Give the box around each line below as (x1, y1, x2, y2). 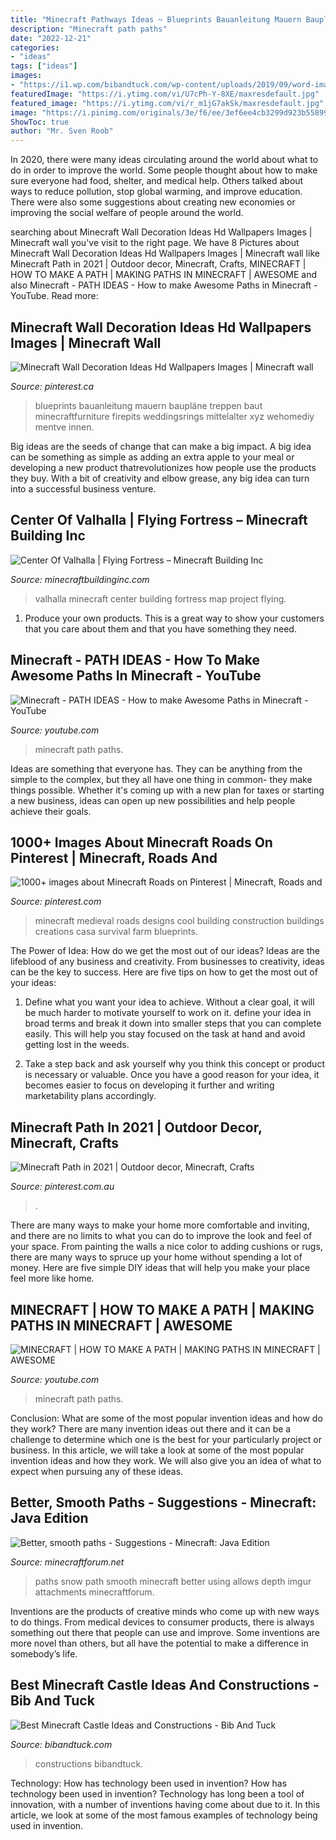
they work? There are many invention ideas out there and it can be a (10, 1423, 292, 1435)
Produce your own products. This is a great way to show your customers (24, 612, 325, 624)
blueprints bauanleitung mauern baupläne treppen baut (34, 399, 263, 411)
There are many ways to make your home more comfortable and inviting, (10, 1219, 310, 1231)
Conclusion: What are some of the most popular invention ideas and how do (10, 1412, 323, 1424)
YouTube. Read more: (10, 290, 99, 302)
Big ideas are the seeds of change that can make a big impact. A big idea (10, 440, 312, 452)
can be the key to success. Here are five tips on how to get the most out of (10, 966, 318, 978)
